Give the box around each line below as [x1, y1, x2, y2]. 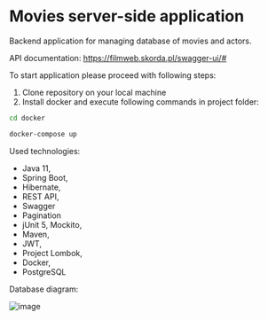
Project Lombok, [21, 247, 83, 258]
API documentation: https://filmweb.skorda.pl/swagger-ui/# [9, 52, 227, 63]
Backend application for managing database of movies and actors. [9, 35, 252, 46]
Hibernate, [21, 182, 61, 192]
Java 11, [21, 162, 51, 174]
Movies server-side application [9, 6, 245, 27]
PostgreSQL [21, 266, 67, 277]
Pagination [21, 210, 62, 221]
